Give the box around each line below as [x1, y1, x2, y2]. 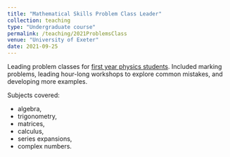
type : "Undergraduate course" [7, 23, 96, 30]
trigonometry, [17, 112, 58, 120]
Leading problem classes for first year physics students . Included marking [7, 63, 222, 70]
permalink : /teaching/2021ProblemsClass [7, 30, 128, 37]
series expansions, [17, 134, 72, 143]
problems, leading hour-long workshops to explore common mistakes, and [7, 70, 223, 78]
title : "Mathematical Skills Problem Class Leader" [7, 10, 162, 18]
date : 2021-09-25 [7, 43, 58, 50]
